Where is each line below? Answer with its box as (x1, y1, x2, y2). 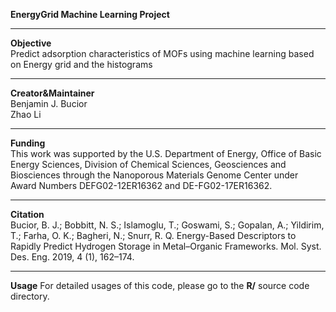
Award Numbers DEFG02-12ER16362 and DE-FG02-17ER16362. (10, 180, 273, 191)
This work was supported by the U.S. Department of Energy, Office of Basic (10, 148, 322, 159)
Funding (10, 137, 46, 149)
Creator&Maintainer (10, 87, 95, 99)
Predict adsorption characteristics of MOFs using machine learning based (10, 48, 315, 59)
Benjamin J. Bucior (10, 98, 88, 109)
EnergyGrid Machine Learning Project (10, 9, 170, 20)
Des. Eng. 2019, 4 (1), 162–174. (10, 251, 135, 263)
